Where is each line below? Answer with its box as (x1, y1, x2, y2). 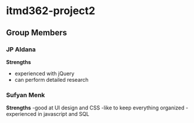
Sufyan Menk (6, 91, 45, 99)
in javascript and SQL (38, 111, 89, 118)
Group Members (6, 28, 68, 38)
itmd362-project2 (6, 4, 96, 18)
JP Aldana (6, 45, 36, 54)
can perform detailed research (14, 76, 89, 83)
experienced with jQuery (14, 69, 75, 77)
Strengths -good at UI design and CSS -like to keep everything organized (6, 104, 185, 111)
